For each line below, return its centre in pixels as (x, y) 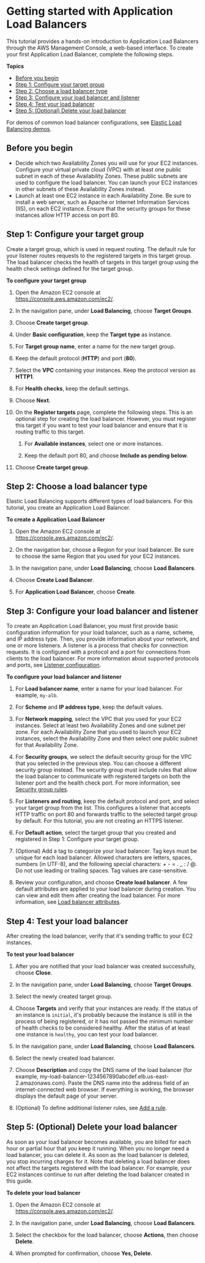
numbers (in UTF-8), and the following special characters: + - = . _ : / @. (106, 864)
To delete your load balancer (43, 1193)
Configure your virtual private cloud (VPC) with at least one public (98, 169)
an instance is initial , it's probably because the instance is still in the (104, 1015)
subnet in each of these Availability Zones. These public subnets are (101, 176)
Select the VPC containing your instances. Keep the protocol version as (105, 370)
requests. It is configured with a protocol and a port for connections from (99, 652)
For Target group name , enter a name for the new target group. (95, 346)
